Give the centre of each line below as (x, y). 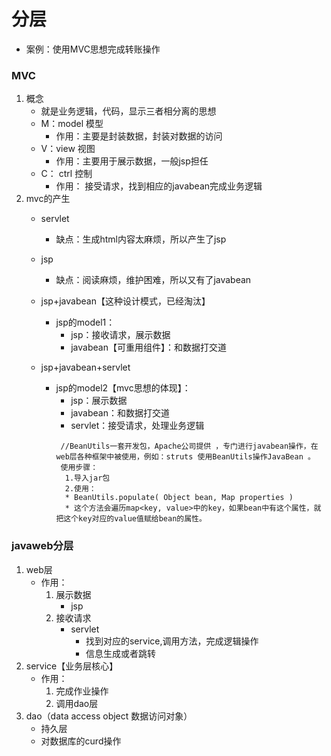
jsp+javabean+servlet (85, 367)
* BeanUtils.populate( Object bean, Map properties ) (179, 498)
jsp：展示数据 (99, 401)
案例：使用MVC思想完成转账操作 (93, 49)
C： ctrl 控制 (66, 174)
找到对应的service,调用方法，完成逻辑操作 (172, 641)
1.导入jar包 (87, 478)
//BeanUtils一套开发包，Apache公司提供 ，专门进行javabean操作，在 (189, 446)
